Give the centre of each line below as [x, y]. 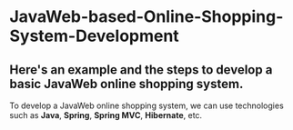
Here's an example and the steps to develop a [141, 70]
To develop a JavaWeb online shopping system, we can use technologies [146, 105]
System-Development [94, 36]
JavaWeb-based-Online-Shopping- [146, 17]
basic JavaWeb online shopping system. [126, 84]
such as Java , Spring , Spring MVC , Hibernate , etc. [106, 115]
